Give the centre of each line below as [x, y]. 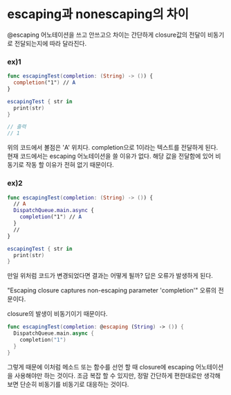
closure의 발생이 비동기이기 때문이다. [57, 314]
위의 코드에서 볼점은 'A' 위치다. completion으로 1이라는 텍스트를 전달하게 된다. [113, 148]
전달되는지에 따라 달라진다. [50, 43]
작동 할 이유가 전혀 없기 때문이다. [70, 165]
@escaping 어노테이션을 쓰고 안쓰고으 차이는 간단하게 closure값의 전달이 [107, 35]
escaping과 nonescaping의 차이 [98, 14]
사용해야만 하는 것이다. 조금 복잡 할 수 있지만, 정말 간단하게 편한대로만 [108, 376]
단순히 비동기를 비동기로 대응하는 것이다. [74, 384]
